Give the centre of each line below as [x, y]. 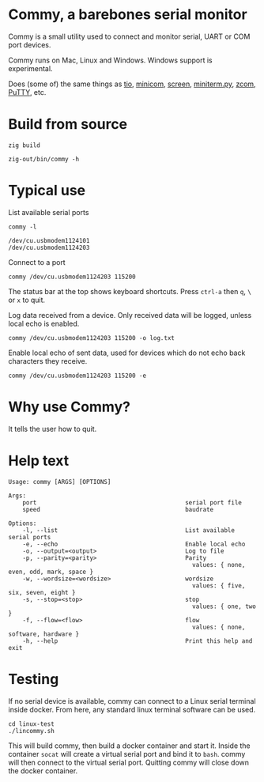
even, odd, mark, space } [51, 572]
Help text [39, 461]
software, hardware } [44, 634]
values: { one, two [224, 606]
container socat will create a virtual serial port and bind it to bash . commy [127, 754]
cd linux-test [32, 724]
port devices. [30, 44]
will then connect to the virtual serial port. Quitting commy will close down [129, 762]
